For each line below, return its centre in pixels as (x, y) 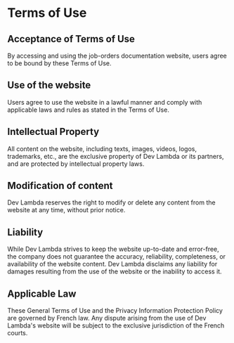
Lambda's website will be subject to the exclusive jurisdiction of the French (116, 325)
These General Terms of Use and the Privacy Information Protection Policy (115, 311)
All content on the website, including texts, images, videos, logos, (102, 148)
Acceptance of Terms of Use (71, 39)
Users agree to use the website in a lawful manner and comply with (105, 102)
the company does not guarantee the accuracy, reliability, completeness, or (117, 257)
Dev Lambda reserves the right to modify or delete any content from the (111, 202)
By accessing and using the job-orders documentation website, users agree (117, 56)
